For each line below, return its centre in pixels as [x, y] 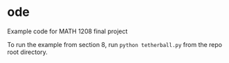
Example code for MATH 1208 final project [67, 31]
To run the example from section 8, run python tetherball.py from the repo [115, 44]
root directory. [28, 52]
